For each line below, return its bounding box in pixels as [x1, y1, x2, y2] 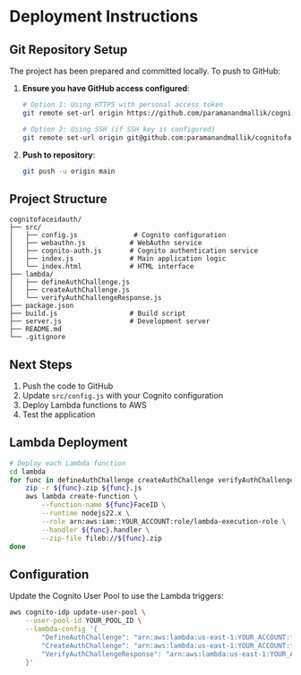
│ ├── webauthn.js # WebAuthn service [9, 239, 202, 248]
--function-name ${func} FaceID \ [41, 500, 167, 509]
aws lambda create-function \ [25, 492, 139, 501]
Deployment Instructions [9, 6, 199, 27]
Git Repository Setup [9, 42, 128, 57]
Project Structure [9, 191, 107, 207]
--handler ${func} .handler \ [41, 525, 150, 534]
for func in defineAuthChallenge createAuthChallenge [9, 475, 215, 484]
